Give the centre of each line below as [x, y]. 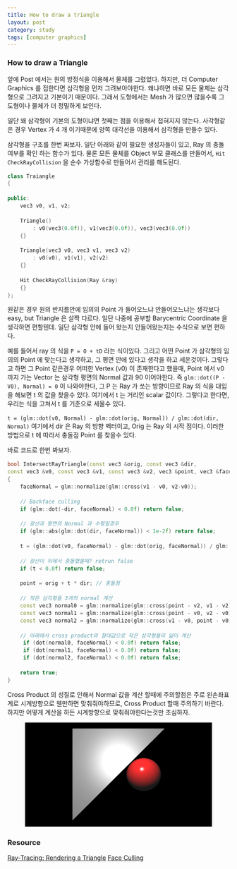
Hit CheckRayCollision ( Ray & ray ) [69, 280]
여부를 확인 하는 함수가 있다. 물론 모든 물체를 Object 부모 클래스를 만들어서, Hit [116, 153]
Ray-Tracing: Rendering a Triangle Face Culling [75, 858]
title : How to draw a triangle [53, 15]
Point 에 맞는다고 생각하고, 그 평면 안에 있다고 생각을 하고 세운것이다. [115, 360]
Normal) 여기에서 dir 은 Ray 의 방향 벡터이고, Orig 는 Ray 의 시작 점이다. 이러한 [116, 426]
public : [19, 199]
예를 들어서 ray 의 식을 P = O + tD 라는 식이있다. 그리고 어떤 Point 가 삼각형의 [115, 351]
